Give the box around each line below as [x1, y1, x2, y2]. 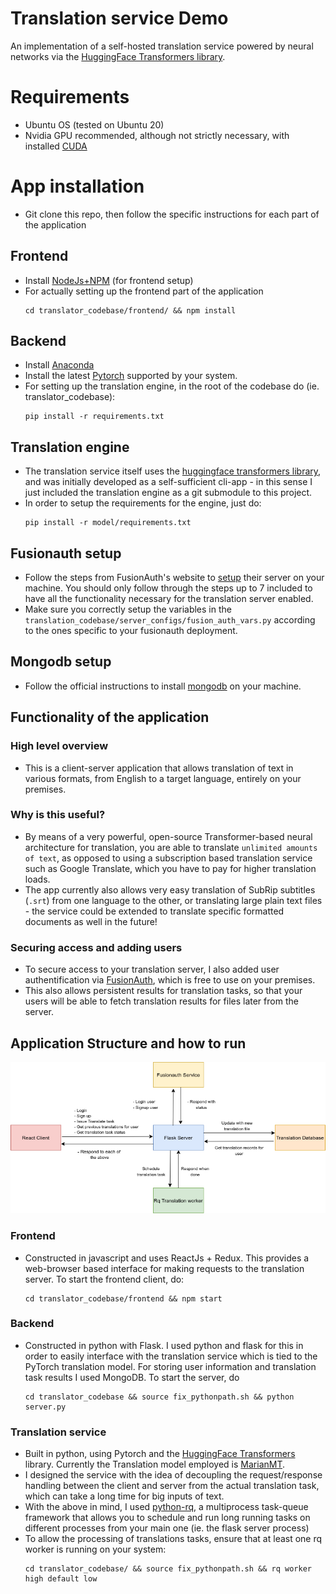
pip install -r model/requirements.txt [24, 518, 192, 528]
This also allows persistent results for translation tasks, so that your [24, 985, 303, 997]
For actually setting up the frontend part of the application [24, 285, 264, 297]
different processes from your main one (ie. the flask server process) [24, 1522, 310, 1534]
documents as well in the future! [24, 915, 158, 927]
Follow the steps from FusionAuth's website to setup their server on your [24, 572, 325, 584]
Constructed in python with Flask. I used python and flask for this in [24, 1339, 304, 1351]
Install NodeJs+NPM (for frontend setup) [24, 274, 194, 286]
